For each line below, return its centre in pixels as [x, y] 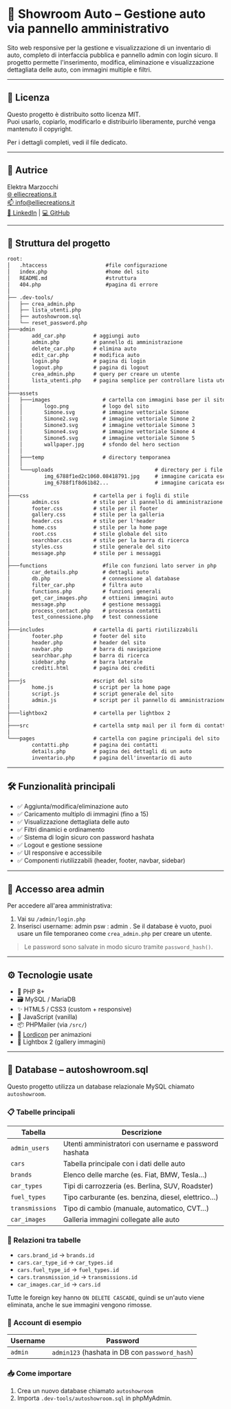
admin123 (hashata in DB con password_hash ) [123, 1352]
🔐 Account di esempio [44, 1323]
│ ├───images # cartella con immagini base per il [109, 400]
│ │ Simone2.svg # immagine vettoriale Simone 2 [101, 419]
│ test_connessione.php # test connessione [82, 617]
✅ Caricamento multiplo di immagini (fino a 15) [83, 814]
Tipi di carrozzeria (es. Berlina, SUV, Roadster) [138, 1186]
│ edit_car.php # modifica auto [73, 355]
